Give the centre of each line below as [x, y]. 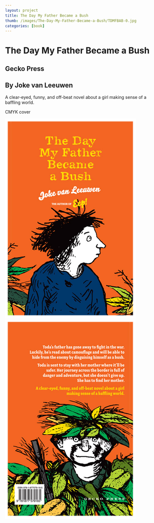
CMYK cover [18, 112]
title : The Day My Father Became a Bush [47, 15]
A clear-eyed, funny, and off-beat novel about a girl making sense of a [76, 97]
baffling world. [20, 102]
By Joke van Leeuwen [39, 85]
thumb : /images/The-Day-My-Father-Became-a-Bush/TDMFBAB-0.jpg [71, 21]
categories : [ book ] [25, 26]
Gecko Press [25, 69]
